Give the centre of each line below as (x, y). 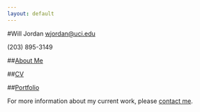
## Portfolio (23, 87)
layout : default (31, 14)
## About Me (25, 61)
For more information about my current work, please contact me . (100, 101)
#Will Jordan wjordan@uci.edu (52, 33)
